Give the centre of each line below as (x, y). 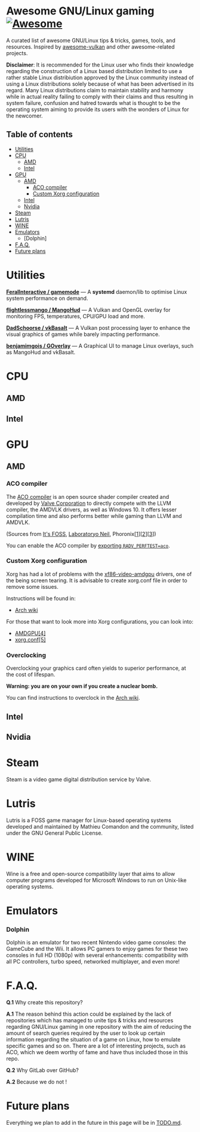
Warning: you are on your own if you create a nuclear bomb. (82, 686)
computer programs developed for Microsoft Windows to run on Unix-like (96, 880)
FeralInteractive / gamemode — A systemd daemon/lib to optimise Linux (97, 291)
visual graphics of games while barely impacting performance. (83, 334)
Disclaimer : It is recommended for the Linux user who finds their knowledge (100, 65)
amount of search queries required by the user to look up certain (86, 1033)
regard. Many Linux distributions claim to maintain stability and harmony (95, 90)
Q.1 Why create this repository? (44, 1002)
